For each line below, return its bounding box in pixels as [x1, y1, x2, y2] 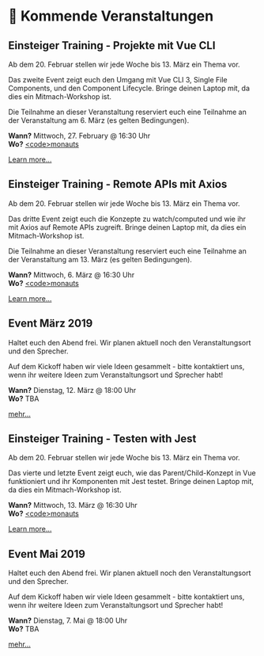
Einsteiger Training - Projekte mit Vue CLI [8, 39, 216, 52]
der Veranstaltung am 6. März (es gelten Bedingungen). [8, 116, 190, 125]
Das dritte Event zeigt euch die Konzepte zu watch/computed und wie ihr [8, 214, 247, 223]
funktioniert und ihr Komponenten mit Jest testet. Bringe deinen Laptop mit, [8, 477, 255, 486]
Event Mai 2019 [8, 547, 85, 561]
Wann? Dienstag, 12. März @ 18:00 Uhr [8, 385, 137, 395]
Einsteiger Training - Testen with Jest [8, 432, 197, 446]
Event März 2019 [8, 317, 93, 330]
